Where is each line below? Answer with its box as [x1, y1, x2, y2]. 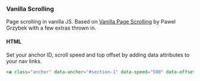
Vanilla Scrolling [6, 5, 55, 13]
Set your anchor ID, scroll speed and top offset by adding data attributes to [6, 51, 190, 58]
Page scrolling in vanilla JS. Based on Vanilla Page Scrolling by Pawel [6, 18, 176, 25]
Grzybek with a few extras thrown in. [6, 24, 96, 31]
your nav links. [6, 57, 42, 64]
